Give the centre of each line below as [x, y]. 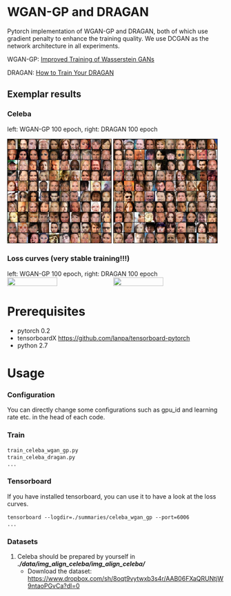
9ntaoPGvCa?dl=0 [54, 586]
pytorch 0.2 [33, 330]
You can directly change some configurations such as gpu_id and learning [112, 410]
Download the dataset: [59, 571]
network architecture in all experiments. [63, 46]
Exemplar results [44, 94]
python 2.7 [32, 345]
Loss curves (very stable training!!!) [68, 258]
